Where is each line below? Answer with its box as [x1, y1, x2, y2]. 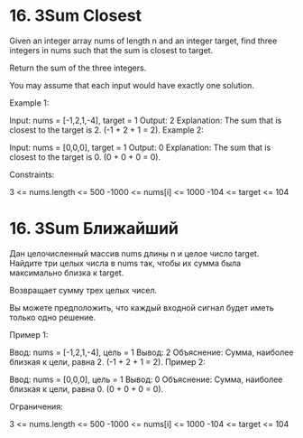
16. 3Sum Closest [9, 5, 142, 26]
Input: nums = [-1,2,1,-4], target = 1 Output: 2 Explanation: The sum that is [9, 115, 282, 126]
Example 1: [9, 97, 50, 108]
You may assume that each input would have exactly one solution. [9, 79, 255, 90]
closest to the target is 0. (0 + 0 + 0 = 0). [9, 151, 161, 163]
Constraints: [9, 169, 55, 180]
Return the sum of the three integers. [9, 62, 147, 73]
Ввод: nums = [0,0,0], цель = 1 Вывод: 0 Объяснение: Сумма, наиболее [9, 374, 283, 385]
